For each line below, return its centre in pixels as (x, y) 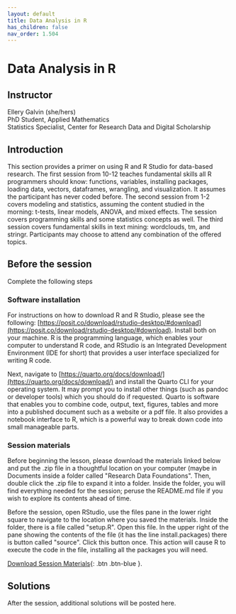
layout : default (31, 14)
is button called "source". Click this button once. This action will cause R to (117, 542)
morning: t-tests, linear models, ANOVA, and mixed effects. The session (112, 212)
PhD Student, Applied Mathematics (58, 120)
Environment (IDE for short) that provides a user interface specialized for (113, 353)
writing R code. (29, 361)
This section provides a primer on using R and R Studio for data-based (110, 167)
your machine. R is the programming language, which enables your (105, 338)
